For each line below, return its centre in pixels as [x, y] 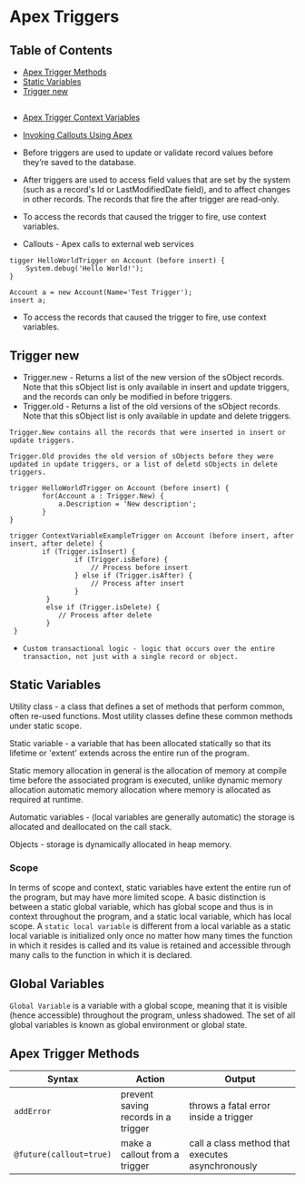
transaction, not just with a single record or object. [130, 657]
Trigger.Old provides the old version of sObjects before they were [142, 457]
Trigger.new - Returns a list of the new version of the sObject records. [153, 378]
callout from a [150, 1154]
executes [209, 1154]
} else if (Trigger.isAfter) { [133, 576]
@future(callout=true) [63, 1154]
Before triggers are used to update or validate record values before [148, 153]
